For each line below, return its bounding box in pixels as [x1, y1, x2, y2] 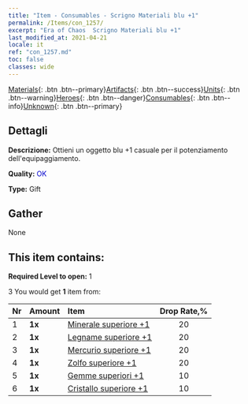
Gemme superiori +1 [67, 370, 144, 381]
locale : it [8, 41, 44, 49]
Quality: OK [8, 169, 47, 178]
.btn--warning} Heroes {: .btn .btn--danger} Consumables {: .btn [8, 92, 210, 103]
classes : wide [8, 63, 55, 71]
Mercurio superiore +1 [67, 345, 151, 356]
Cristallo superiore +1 [67, 383, 148, 395]
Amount [28, 305, 61, 316]
